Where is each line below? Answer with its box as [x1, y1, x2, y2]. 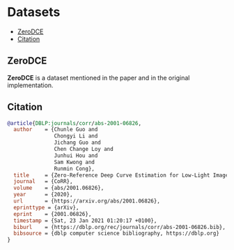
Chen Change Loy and [54, 146, 114, 153]
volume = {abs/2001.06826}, [13, 184, 104, 192]
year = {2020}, [13, 191, 73, 198]
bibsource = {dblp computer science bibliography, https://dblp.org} [13, 230, 219, 237]
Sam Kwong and [54, 159, 95, 166]
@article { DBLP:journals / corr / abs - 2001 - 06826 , [7, 119, 141, 126]
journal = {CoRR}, [13, 178, 73, 185]
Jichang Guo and [54, 139, 101, 147]
